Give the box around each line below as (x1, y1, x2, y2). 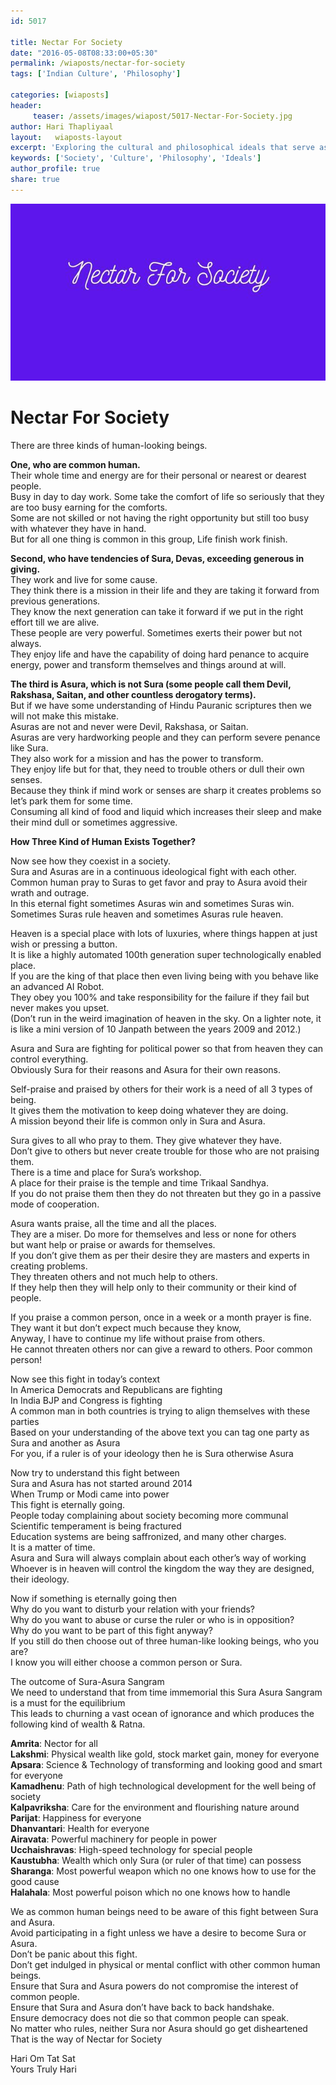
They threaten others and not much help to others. (10, 1271, 218, 1283)
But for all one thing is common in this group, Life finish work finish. (10, 533, 288, 545)
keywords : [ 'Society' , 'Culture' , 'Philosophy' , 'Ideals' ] (10, 153, 262, 164)
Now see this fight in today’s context (10, 1373, 161, 1385)
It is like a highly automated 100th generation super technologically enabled (10, 949, 322, 961)
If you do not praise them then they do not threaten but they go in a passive (10, 1188, 322, 1200)
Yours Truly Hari (10, 2063, 77, 2075)
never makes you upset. (10, 1002, 110, 1014)
